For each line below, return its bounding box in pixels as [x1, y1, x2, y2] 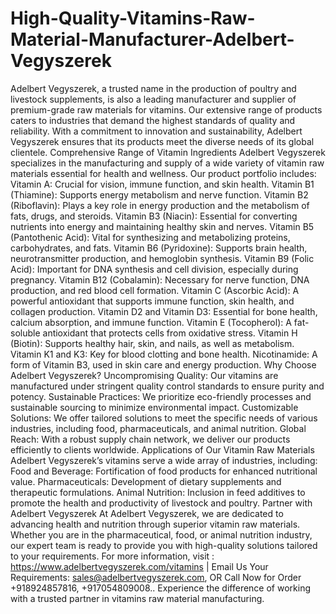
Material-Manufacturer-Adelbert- [10, 28, 295, 51]
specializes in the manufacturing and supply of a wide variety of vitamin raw [10, 157, 325, 169]
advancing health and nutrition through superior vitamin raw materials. [10, 518, 301, 530]
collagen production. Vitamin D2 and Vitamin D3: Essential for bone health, [10, 305, 318, 317]
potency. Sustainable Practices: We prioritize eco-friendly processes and [10, 390, 312, 402]
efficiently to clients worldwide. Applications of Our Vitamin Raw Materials [10, 443, 315, 456]
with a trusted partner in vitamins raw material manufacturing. [10, 592, 265, 604]
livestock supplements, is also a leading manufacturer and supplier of [10, 93, 297, 105]
